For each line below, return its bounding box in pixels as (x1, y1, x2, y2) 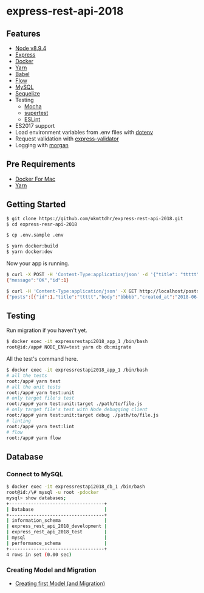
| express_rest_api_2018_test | (6, 529, 107, 535)
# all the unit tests (6, 384, 61, 390)
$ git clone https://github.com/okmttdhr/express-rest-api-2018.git (6, 215, 183, 221)
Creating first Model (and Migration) (15, 580, 106, 587)
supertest (24, 109, 49, 116)
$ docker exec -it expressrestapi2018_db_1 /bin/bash (6, 484, 146, 490)
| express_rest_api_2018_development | (6, 523, 107, 530)
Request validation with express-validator (15, 135, 120, 142)
